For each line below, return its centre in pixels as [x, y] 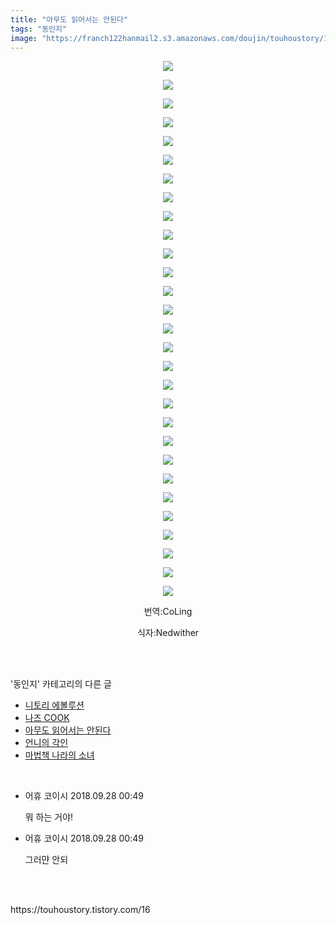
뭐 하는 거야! [49, 817]
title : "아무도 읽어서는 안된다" [69, 19]
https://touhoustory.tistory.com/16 [80, 910]
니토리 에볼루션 [54, 705]
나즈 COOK [47, 718]
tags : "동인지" [39, 29]
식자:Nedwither [168, 633]
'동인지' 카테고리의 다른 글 [61, 684]
